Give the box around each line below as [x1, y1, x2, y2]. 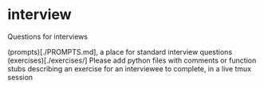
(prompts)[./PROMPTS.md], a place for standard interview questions [7, 47, 233, 56]
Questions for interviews [7, 32, 89, 41]
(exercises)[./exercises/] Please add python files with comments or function [7, 55, 257, 65]
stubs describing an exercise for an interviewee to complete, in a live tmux [7, 63, 252, 73]
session [7, 72, 33, 82]
